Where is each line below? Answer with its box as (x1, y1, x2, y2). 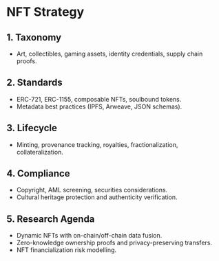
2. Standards (6, 77, 63, 89)
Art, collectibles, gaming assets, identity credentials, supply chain (16, 49, 203, 58)
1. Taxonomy (6, 32, 62, 43)
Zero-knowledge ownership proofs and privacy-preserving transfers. (16, 238, 213, 247)
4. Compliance (6, 168, 70, 179)
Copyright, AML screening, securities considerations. (16, 186, 168, 194)
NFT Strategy (6, 4, 85, 20)
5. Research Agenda (6, 213, 95, 225)
